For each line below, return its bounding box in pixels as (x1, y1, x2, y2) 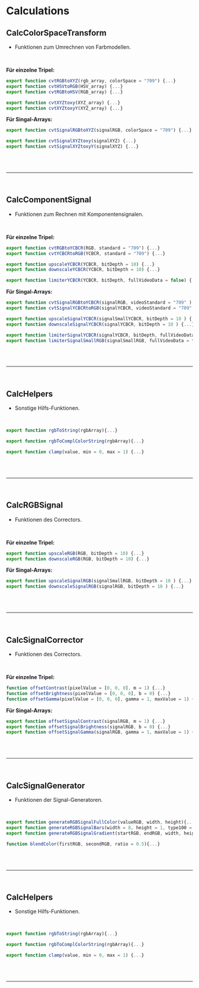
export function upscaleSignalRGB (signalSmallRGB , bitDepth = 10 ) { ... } (6, 578, 192, 584)
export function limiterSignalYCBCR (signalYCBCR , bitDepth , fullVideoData (6, 332, 195, 338)
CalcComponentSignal (6, 195, 92, 205)
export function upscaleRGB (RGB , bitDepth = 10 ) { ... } (6, 550, 145, 556)
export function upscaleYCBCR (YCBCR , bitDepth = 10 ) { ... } (6, 261, 155, 267)
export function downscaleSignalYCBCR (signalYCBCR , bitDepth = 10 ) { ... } (6, 321, 195, 327)
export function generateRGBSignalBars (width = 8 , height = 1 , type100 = (6, 824, 192, 831)
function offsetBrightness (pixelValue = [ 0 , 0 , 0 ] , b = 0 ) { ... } (6, 690, 171, 696)
